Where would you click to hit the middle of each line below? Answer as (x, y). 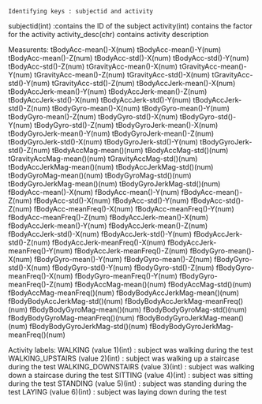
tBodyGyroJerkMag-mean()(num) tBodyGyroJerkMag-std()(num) (114, 184)
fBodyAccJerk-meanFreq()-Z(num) (131, 251)
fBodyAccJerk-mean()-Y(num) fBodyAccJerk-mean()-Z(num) (108, 226)
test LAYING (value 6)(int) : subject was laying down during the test (118, 392)
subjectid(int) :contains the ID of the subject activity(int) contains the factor (130, 26)
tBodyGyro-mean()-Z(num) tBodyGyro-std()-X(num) (93, 117)
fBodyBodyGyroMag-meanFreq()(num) (72, 318)
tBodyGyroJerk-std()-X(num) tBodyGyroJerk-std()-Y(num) (103, 142)
